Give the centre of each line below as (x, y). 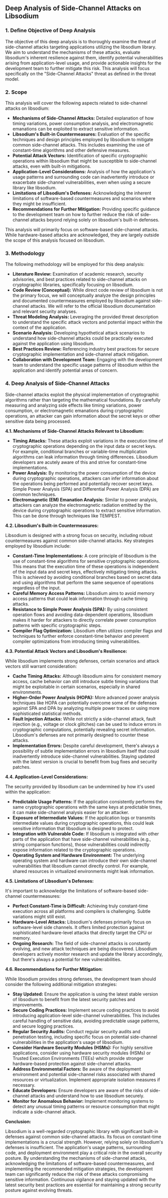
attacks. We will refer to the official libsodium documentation (93, 306)
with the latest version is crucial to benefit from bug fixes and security (85, 761)
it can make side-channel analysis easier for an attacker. (71, 812)
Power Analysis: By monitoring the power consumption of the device (84, 473)
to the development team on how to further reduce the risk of (76, 214)
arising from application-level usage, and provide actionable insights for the (83, 63)
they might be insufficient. (39, 204)
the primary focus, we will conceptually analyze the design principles (84, 295)
